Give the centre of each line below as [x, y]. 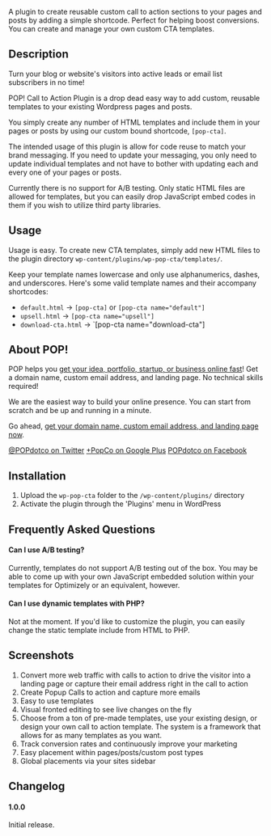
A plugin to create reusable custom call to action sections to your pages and [135, 12]
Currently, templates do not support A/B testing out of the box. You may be [133, 568]
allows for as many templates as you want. [91, 735]
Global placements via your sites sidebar [88, 761]
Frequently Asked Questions [82, 529]
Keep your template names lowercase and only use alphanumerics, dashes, [134, 274]
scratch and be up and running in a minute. [80, 411]
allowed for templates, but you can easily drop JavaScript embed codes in [132, 196]
